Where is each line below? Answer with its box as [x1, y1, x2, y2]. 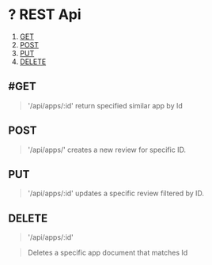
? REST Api [8, 6, 81, 24]
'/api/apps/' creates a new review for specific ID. [27, 145, 187, 154]
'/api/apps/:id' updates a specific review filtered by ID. [27, 188, 204, 199]
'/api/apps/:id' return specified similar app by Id [27, 100, 184, 110]
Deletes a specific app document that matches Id [27, 248, 188, 258]
